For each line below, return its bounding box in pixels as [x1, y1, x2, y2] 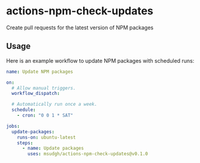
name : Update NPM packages [6, 69, 73, 75]
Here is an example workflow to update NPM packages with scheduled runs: [6, 57, 195, 64]
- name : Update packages [21, 145, 84, 152]
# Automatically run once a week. [11, 102, 97, 107]
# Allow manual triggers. [11, 85, 76, 91]
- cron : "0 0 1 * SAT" [17, 112, 73, 118]
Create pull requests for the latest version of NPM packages [6, 24, 154, 31]
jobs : [6, 123, 20, 129]
